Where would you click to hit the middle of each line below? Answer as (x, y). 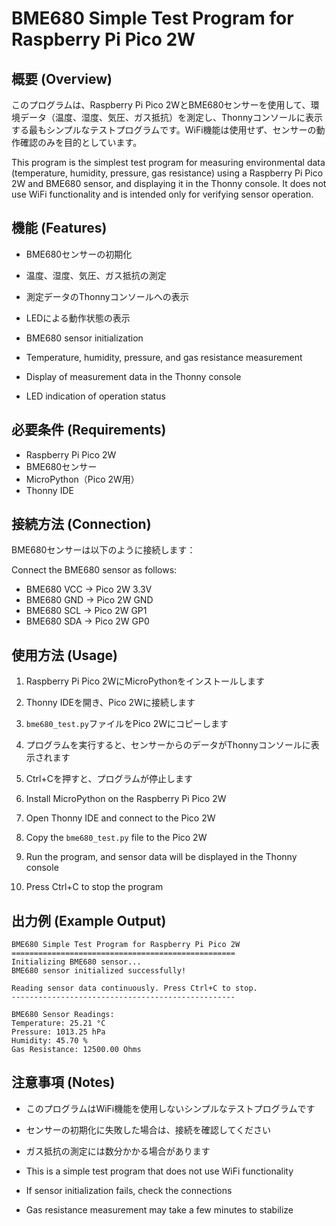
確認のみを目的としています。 (81, 142)
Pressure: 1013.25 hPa (58, 1032)
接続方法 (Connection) (81, 524)
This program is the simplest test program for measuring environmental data (168, 162)
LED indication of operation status (95, 396)
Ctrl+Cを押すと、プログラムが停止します (109, 779)
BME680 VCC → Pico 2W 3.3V (89, 589)
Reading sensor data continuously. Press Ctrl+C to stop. (134, 988)
